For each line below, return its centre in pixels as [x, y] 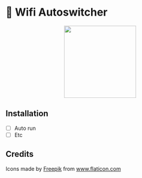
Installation [27, 114]
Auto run [25, 128]
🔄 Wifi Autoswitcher [57, 12]
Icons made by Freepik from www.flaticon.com [63, 168]
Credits [20, 154]
